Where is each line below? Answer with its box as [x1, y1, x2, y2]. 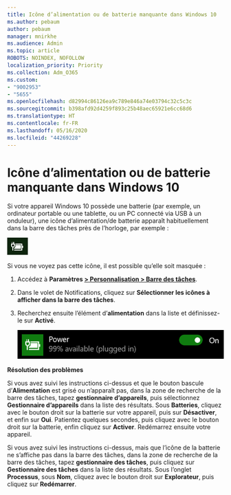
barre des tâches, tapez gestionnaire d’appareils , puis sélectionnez [7, 394, 200, 402]
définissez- [188, 309, 221, 318]
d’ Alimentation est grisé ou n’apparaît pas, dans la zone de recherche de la [7, 386, 221, 395]
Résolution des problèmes [7, 366, 84, 374]
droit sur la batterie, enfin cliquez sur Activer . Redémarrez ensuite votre [7, 423, 211, 431]
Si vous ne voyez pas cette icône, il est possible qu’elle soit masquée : [7, 262, 206, 270]
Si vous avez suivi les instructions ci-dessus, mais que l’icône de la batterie [7, 443, 221, 452]
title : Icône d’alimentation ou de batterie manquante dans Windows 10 [7, 11, 217, 18]
